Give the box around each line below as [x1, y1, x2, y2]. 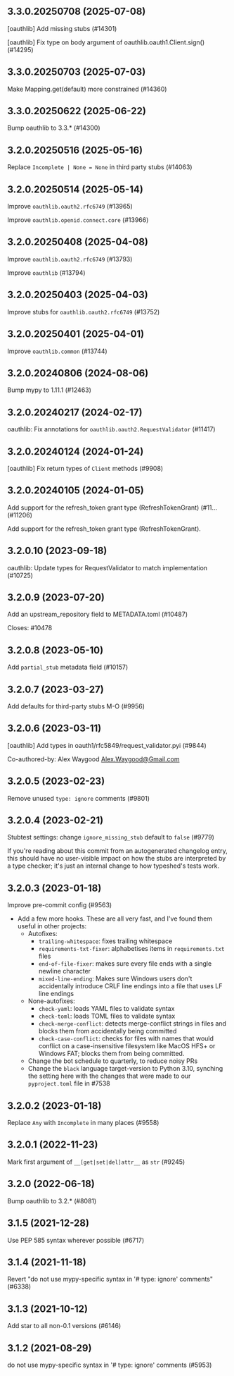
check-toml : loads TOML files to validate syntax [38, 1012, 176, 1021]
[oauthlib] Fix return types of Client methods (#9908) [7, 464, 164, 472]
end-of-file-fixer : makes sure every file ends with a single [38, 959, 212, 968]
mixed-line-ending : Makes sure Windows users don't [38, 974, 193, 983]
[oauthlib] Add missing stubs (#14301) [7, 24, 117, 32]
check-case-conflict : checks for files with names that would [38, 1034, 214, 1043]
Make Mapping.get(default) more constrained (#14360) [7, 85, 167, 93]
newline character [38, 967, 91, 976]
